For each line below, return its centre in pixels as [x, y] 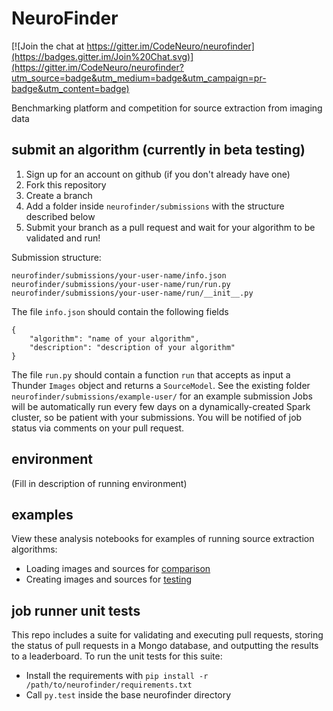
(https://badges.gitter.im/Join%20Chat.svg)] [102, 56]
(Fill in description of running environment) [99, 483]
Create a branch [59, 195]
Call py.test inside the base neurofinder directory [128, 695]
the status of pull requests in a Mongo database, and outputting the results [165, 646]
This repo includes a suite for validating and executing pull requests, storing [167, 635]
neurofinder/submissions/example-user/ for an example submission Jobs [162, 396]
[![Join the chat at [48, 46]
